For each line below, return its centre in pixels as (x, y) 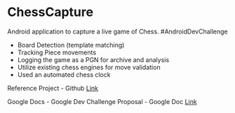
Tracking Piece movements (57, 52)
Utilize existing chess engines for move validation (89, 67)
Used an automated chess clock (64, 75)
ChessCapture (50, 12)
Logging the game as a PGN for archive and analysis (93, 59)
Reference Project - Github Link (53, 88)
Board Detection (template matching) (71, 45)
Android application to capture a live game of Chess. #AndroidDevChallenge (117, 31)
